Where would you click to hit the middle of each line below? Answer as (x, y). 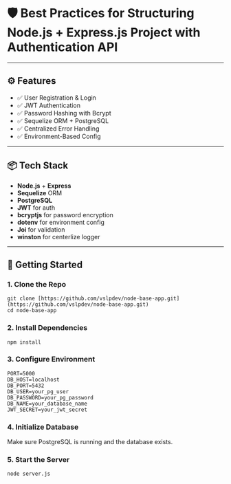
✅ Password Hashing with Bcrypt (64, 113)
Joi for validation (41, 229)
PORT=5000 (21, 373)
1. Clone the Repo (37, 284)
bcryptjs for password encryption (65, 214)
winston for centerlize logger (58, 236)
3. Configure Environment (51, 360)
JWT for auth (36, 208)
